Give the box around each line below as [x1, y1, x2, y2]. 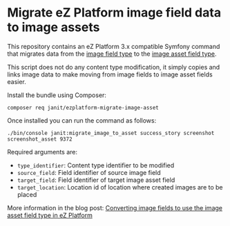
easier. [7, 77, 26, 85]
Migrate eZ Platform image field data [7, 5, 222, 21]
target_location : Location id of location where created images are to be [17, 183, 223, 191]
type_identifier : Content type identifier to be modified [17, 161, 175, 169]
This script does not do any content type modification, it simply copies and [7, 63, 220, 71]
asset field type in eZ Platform [7, 211, 93, 219]
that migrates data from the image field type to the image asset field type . [7, 50, 217, 58]
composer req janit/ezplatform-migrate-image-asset [7, 104, 159, 111]
